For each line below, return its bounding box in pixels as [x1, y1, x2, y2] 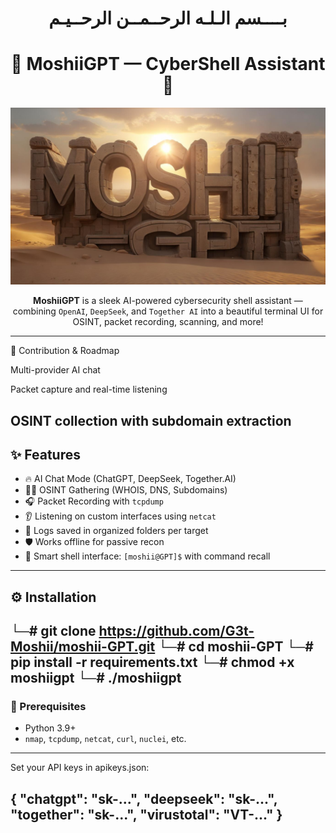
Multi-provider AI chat [10, 364, 101, 376]
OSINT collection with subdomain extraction [10, 412, 292, 429]
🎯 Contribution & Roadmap [10, 345, 120, 357]
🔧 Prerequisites [10, 700, 87, 714]
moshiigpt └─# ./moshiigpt [10, 670, 182, 687]
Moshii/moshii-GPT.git [10, 638, 156, 656]
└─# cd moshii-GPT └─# [158, 638, 314, 656]
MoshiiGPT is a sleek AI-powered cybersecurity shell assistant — [33, 295, 303, 307]
